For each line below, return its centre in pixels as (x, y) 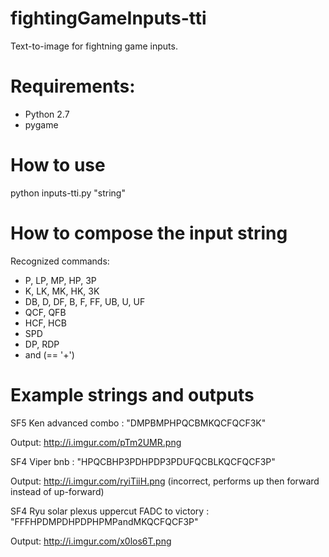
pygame (41, 124)
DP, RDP (42, 344)
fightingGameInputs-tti (108, 18)
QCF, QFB (45, 312)
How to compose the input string (149, 233)
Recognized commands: (60, 261)
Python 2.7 (47, 114)
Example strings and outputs (132, 394)
